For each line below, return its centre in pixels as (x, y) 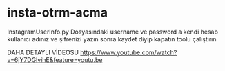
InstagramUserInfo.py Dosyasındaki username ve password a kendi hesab (113, 32)
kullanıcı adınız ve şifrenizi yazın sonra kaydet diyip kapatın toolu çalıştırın (112, 39)
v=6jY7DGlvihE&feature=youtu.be (55, 59)
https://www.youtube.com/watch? (129, 52)
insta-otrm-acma (58, 13)
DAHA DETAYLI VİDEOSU (43, 52)
